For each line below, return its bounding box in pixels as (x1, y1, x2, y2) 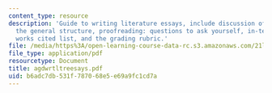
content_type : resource (8, 11, 89, 20)
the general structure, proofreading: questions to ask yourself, (15, 27, 244, 35)
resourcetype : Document (8, 57, 89, 66)
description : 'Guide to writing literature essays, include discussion (8, 19, 255, 27)
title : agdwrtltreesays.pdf (8, 65, 104, 73)
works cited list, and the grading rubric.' (15, 34, 168, 43)
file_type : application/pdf (8, 49, 104, 57)
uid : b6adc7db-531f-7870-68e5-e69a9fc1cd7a (8, 72, 158, 80)
